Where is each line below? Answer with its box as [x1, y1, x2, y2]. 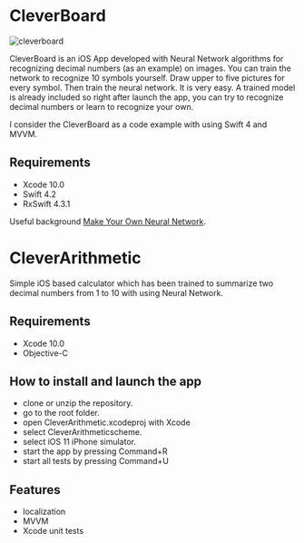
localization [22, 506, 66, 518]
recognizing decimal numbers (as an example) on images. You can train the [9, 63, 292, 74]
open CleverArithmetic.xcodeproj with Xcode [22, 417, 191, 428]
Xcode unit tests [22, 526, 84, 537]
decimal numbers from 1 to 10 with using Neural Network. [9, 287, 224, 298]
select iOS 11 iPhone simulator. [22, 437, 136, 448]
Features [9, 482, 61, 498]
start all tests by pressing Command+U [22, 456, 170, 467]
